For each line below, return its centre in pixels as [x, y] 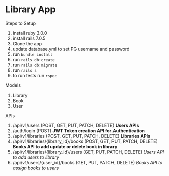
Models [13, 85]
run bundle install [33, 54]
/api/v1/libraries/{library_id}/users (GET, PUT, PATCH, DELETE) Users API [88, 152]
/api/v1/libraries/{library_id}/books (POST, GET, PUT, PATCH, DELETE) [85, 141]
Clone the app [27, 43]
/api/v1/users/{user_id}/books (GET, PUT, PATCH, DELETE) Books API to [88, 162]
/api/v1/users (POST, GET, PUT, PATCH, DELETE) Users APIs [76, 125]
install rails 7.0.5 [29, 38]
